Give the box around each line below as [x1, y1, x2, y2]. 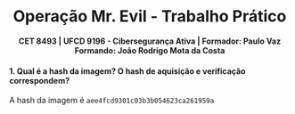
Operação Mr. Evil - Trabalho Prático [12, 6, 287, 27]
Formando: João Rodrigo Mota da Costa [74, 45, 225, 55]
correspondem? [9, 75, 70, 85]
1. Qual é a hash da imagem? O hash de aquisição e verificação [9, 65, 246, 77]
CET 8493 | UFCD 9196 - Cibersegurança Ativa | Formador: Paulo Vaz [18, 36, 282, 46]
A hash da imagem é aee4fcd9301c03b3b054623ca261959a [9, 95, 215, 106]
